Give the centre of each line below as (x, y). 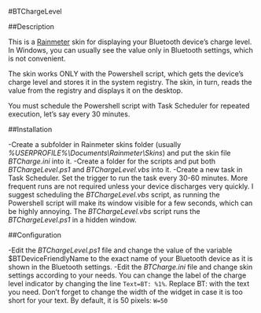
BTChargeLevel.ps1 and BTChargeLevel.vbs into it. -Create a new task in (125, 169)
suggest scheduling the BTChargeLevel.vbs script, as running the (114, 195)
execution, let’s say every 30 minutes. (69, 114)
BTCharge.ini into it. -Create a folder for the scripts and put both (112, 161)
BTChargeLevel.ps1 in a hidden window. (73, 220)
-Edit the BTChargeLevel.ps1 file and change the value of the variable (120, 250)
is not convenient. (37, 59)
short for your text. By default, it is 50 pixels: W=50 (88, 300)
